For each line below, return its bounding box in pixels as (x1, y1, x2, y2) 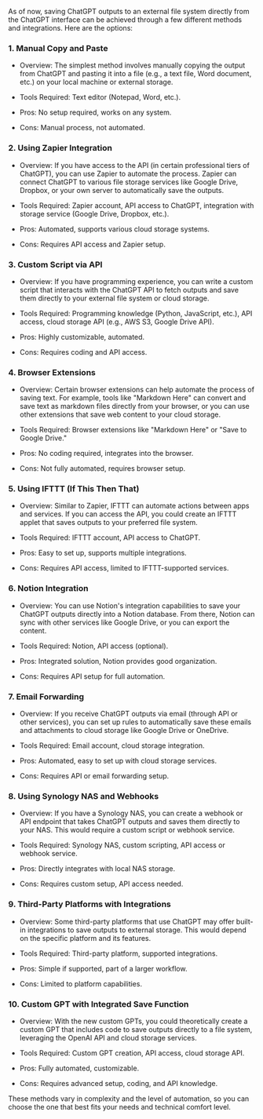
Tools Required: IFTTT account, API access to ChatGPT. (19, 533, 201, 542)
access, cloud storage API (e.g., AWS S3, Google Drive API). (19, 317, 214, 326)
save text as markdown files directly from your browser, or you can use (19, 402, 250, 411)
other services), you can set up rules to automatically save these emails (19, 717, 252, 727)
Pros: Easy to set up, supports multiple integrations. (19, 549, 187, 558)
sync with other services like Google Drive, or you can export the (19, 618, 230, 627)
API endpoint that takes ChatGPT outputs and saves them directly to (19, 817, 240, 826)
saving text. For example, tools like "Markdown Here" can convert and (19, 393, 247, 403)
